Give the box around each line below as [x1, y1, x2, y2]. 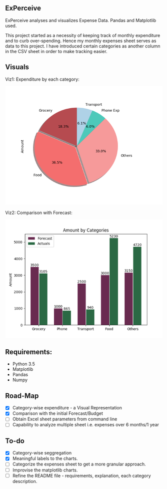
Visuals [5, 63, 29, 72]
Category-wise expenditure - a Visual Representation [12, 405, 122, 411]
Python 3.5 [12, 361, 35, 367]
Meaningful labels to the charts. [12, 455, 78, 461]
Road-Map [5, 391, 39, 400]
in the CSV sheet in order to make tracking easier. [5, 48, 107, 54]
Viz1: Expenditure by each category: [5, 76, 79, 82]
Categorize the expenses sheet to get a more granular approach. [12, 461, 146, 467]
